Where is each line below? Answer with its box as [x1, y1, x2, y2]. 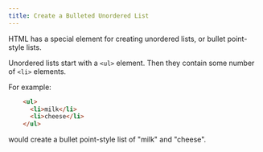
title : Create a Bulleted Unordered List [8, 11, 150, 20]
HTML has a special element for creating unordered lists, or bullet [8, 34, 226, 43]
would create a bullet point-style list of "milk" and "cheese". [8, 134, 207, 145]
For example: [8, 82, 52, 92]
